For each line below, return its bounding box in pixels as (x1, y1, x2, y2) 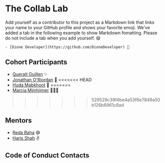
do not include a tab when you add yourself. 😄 (5, 35, 101, 41)
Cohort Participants (5, 58, 67, 67)
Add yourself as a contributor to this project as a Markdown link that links (5, 19, 155, 25)
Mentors (5, 117, 32, 125)
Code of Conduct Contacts (5, 151, 90, 160)
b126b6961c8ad (91, 102, 124, 108)
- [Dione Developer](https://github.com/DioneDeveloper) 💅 (5, 44, 130, 49)
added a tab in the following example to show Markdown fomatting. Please (5, 30, 158, 36)
